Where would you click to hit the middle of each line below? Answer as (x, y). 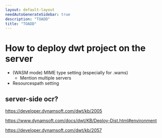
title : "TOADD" (21, 24)
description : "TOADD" (28, 19)
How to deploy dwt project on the (75, 48)
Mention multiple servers (45, 78)
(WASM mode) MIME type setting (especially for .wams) (70, 73)
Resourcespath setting (35, 83)
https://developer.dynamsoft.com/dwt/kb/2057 (53, 130)
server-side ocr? (32, 99)
